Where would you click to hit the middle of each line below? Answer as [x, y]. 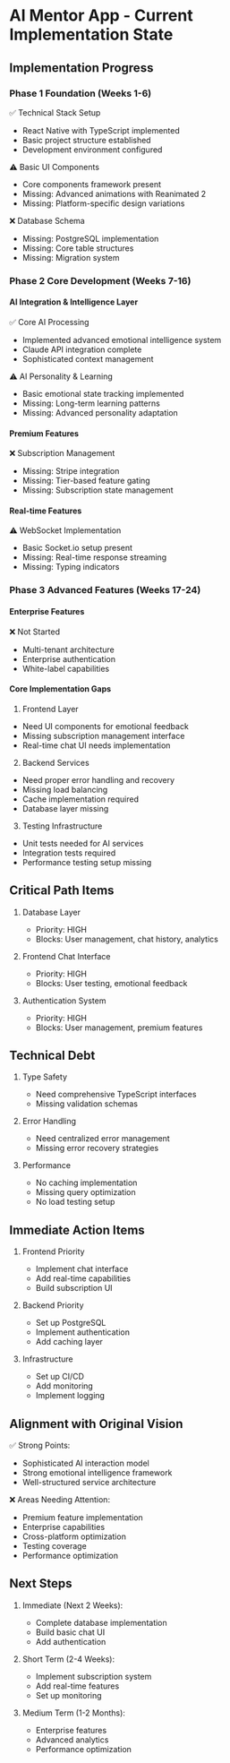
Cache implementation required [81, 799]
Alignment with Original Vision [96, 1424]
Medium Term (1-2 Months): [73, 1713]
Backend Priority [53, 1305]
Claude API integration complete [82, 349]
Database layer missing [65, 808]
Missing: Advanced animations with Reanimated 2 [114, 193]
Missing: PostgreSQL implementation [90, 238]
